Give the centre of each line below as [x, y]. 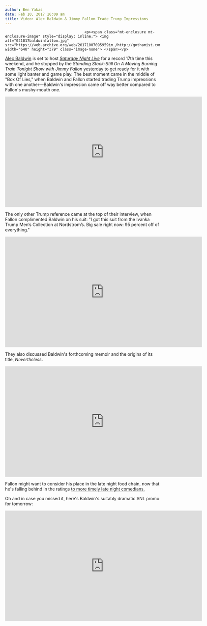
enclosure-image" [23, 37]
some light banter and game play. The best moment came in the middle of [80, 74]
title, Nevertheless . [24, 360]
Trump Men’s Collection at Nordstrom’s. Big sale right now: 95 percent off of [82, 225]
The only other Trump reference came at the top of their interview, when [78, 214]
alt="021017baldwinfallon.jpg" [37, 41]
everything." [17, 230]
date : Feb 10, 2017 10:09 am [35, 14]
